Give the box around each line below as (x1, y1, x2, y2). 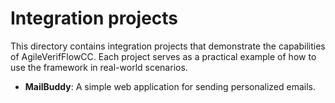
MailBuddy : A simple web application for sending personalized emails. (24, 80, 317, 92)
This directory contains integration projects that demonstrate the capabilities (10, 40, 326, 52)
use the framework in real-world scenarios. (10, 61, 188, 73)
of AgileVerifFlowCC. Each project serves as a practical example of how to (10, 50, 317, 62)
